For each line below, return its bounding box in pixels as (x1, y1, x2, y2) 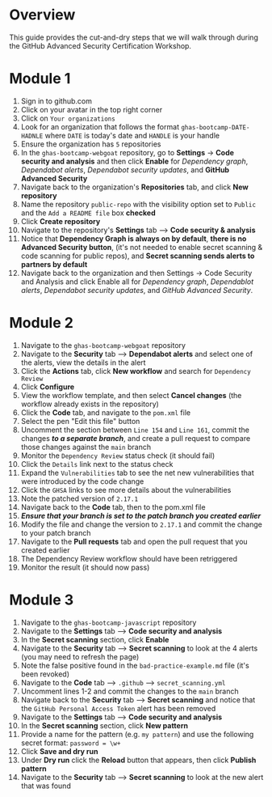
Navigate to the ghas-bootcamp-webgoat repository (20, 340, 186, 350)
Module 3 (9, 591, 74, 608)
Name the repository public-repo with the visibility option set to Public (20, 199, 257, 209)
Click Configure (20, 382, 75, 392)
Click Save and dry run (20, 746, 98, 756)
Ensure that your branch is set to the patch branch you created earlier (20, 511, 262, 520)
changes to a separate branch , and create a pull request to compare (20, 433, 251, 443)
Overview (9, 6, 76, 24)
